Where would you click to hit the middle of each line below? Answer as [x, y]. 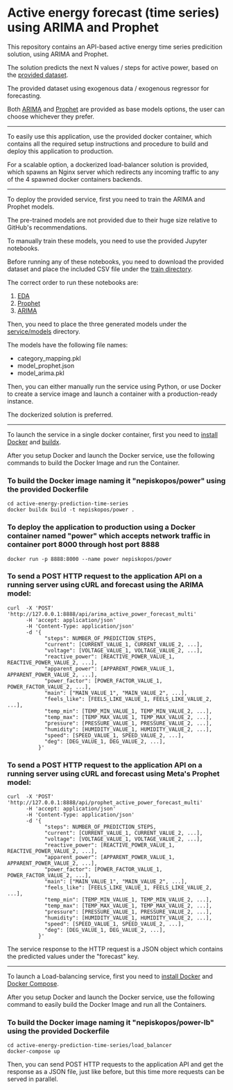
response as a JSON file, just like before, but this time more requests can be [116, 1072]
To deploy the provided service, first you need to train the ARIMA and [106, 199]
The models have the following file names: [68, 345]
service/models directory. [44, 331]
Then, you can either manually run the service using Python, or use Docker [114, 386]
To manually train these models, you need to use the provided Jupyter [107, 241]
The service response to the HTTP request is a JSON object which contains [115, 949]
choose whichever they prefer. [51, 116]
